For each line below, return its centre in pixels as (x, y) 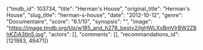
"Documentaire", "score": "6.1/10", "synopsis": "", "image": (79, 21)
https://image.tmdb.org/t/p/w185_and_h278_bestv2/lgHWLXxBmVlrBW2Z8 (103, 28)
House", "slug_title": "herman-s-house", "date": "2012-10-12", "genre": (95, 15)
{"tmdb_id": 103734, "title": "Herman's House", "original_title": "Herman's (98, 9)
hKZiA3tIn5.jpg (25, 34)
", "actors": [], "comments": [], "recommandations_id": (112, 34)
